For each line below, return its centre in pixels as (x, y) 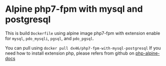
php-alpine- (148, 53)
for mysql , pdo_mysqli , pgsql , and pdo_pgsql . (50, 38)
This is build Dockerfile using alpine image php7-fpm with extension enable (83, 33)
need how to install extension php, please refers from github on (70, 53)
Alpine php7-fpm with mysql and (74, 9)
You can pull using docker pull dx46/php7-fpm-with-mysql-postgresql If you (83, 48)
